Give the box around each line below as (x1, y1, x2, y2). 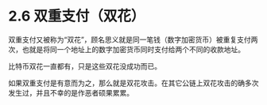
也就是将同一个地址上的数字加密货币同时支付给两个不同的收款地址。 (21, 44, 245, 54)
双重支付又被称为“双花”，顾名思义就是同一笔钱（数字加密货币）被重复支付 (8, 35, 252, 44)
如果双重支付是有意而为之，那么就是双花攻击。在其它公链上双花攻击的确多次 (8, 78, 259, 88)
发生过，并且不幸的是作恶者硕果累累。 (8, 88, 133, 97)
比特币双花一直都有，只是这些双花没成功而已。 (8, 61, 161, 71)
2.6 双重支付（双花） (8, 7, 145, 25)
